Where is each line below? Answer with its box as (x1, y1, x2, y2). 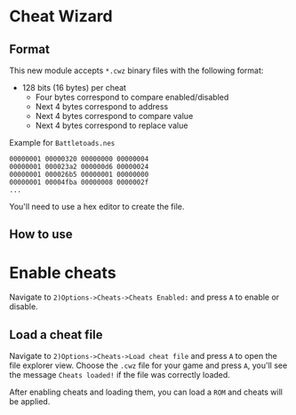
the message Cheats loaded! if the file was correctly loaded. (9, 370, 231, 380)
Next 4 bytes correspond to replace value (35, 120, 188, 131)
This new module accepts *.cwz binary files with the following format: (9, 65, 264, 76)
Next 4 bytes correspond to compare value (35, 111, 194, 121)
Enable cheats (9, 262, 117, 283)
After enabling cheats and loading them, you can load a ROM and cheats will (9, 387, 283, 397)
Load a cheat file (9, 327, 103, 342)
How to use (9, 227, 73, 242)
